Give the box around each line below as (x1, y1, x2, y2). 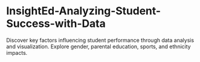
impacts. (6, 49, 28, 56)
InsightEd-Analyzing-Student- (6, 4, 161, 18)
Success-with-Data (6, 17, 106, 30)
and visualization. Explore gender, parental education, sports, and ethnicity (6, 43, 191, 50)
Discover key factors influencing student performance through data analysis (6, 36, 195, 44)
